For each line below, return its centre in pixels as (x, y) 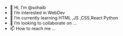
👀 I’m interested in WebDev (37, 13)
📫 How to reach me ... (33, 28)
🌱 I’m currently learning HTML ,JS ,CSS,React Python (64, 18)
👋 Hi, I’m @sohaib (28, 8)
